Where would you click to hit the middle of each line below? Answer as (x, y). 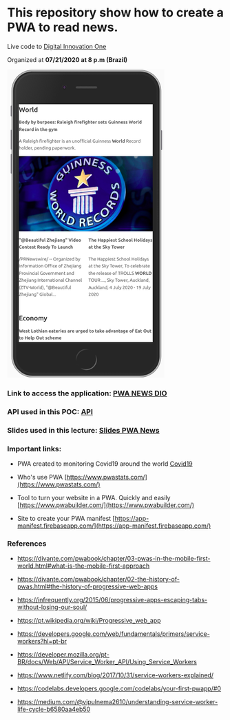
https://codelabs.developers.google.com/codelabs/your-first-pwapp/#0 (119, 689)
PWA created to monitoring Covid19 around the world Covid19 (105, 464)
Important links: (34, 449)
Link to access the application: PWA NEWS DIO (87, 393)
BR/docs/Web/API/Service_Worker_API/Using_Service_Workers (107, 662)
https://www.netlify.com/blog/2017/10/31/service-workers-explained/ (115, 675)
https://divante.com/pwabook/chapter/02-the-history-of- (98, 579)
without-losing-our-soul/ (52, 607)
